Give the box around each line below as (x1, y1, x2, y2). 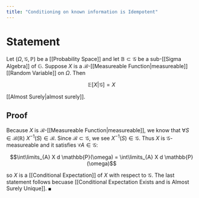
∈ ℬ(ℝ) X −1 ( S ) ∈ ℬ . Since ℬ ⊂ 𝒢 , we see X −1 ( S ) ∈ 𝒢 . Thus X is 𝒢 (6, 133, 171, 142)
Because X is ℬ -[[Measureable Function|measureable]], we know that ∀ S (6, 127, 189, 134)
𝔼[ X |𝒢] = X (87, 81, 116, 88)
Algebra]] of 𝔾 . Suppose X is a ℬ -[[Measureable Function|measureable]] (6, 62, 188, 69)
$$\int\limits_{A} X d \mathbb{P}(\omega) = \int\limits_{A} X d (10, 153, 163, 161)
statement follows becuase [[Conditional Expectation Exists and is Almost (6, 179, 189, 186)
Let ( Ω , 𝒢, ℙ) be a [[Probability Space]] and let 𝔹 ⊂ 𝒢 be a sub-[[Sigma (6, 55, 181, 62)
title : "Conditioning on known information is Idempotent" (6, 8, 158, 15)
